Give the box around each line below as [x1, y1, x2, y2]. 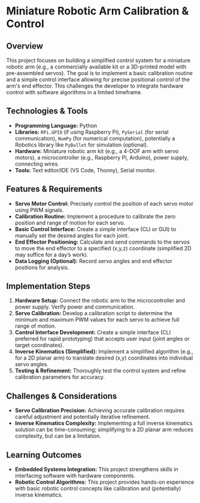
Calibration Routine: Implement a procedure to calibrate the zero [14, 212, 175, 220]
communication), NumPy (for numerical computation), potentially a [14, 134, 175, 142]
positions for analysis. [14, 264, 69, 271]
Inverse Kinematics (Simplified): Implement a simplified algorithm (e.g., [14, 348, 193, 355]
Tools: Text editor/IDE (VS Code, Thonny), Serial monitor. [14, 166, 156, 173]
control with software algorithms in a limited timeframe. [6, 89, 143, 95]
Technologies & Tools [6, 106, 88, 116]
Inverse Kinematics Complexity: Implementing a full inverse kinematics [14, 420, 193, 427]
